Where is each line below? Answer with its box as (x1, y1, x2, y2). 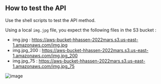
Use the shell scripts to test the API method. (5, 17, 96, 23)
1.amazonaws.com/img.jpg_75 (12, 63, 75, 69)
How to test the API (5, 4, 66, 12)
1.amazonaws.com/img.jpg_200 (12, 52, 78, 58)
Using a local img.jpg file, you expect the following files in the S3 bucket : (5, 27, 156, 33)
